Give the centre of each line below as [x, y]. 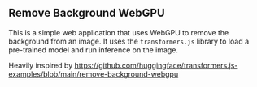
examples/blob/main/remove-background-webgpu [94, 74]
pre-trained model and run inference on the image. [94, 50]
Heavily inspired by [41, 65]
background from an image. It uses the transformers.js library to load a [129, 41]
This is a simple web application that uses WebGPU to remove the [119, 32]
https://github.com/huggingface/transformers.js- [156, 65]
